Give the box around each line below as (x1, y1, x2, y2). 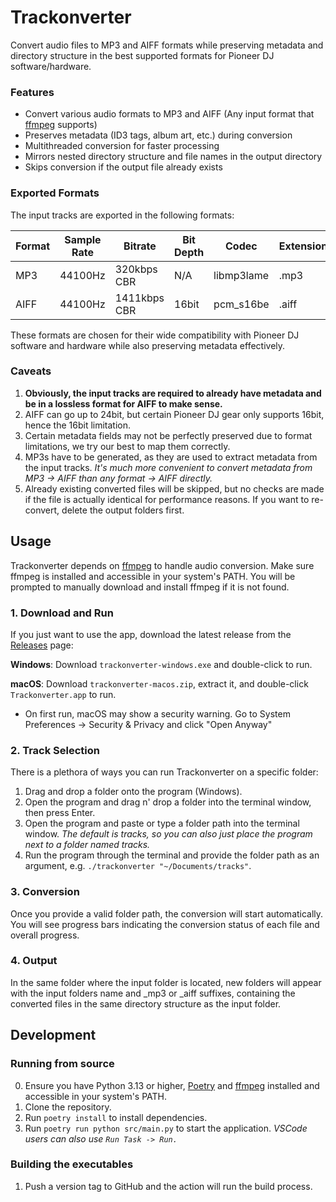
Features (10, 85, 55, 99)
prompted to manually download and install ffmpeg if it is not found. (10, 581, 290, 593)
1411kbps (114, 291, 165, 305)
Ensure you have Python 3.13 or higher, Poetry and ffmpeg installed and (24, 1079, 320, 1091)
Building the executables (10, 1157, 134, 1171)
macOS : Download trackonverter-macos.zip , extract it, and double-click (10, 677, 309, 690)
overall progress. (10, 929, 80, 941)
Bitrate (123, 239, 157, 253)
